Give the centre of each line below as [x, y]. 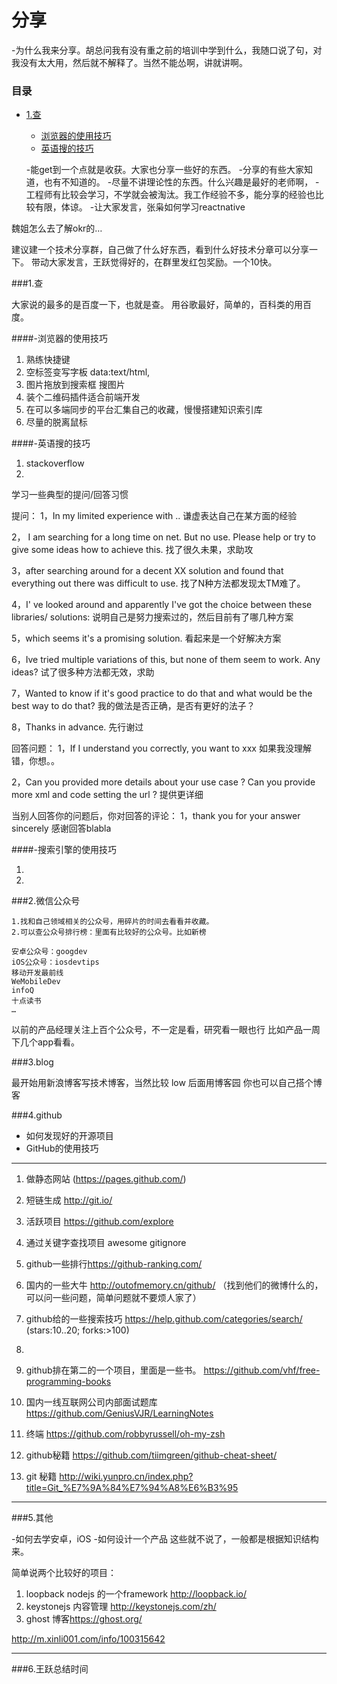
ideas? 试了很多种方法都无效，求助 [83, 672]
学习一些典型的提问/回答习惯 [70, 495]
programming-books [68, 1382]
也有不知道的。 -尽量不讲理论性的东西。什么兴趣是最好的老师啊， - [181, 182]
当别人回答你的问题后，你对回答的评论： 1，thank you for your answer [156, 816]
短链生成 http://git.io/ [69, 1200]
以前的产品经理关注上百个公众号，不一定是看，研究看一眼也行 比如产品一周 [166, 1030]
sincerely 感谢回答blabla [61, 828]
